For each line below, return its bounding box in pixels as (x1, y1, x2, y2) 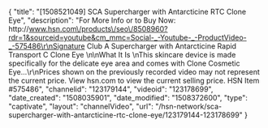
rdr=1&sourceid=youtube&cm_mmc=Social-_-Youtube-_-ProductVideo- (8, 32, 247, 42)
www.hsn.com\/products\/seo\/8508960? (28, 24, 168, 33)
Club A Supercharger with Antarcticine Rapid (86, 41, 237, 51)
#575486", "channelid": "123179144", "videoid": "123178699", (8, 84, 214, 94)
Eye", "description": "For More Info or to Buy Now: (8, 15, 176, 25)
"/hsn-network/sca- (155, 101, 223, 111)
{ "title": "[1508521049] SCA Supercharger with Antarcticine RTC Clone (8, 7, 246, 16)
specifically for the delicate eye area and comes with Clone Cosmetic (8, 58, 240, 68)
